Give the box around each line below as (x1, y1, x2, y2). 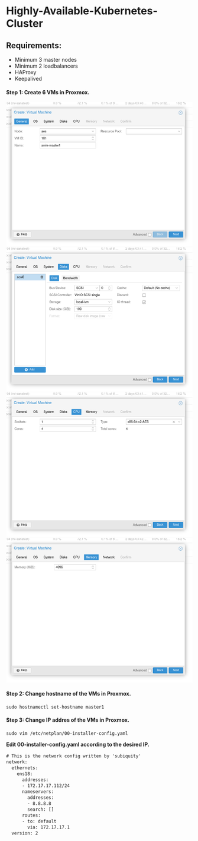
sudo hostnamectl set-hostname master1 (6, 704, 105, 710)
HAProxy (14, 69, 37, 75)
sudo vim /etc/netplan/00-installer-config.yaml (6, 730, 128, 737)
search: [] (27, 806, 54, 813)
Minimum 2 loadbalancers (14, 62, 78, 69)
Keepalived (14, 75, 43, 82)
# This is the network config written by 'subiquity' (6, 753, 142, 759)
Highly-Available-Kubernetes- (6, 4, 158, 18)
